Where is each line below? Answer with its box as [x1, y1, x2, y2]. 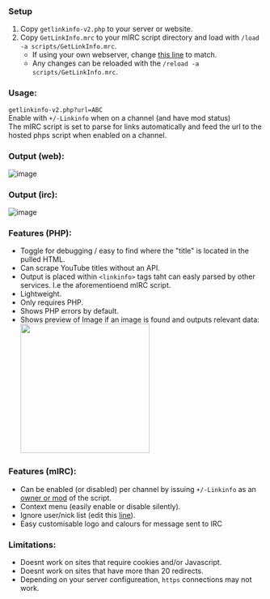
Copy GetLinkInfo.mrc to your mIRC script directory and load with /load [19, 32, 260, 42]
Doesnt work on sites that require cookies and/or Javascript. [19, 558, 222, 567]
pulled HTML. [19, 255, 66, 264]
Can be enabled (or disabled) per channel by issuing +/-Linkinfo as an [19, 484, 257, 494]
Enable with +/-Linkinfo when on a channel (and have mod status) [8, 113, 231, 122]
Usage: [8, 88, 38, 99]
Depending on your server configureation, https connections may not [19, 575, 252, 584]
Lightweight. [19, 289, 62, 299]
